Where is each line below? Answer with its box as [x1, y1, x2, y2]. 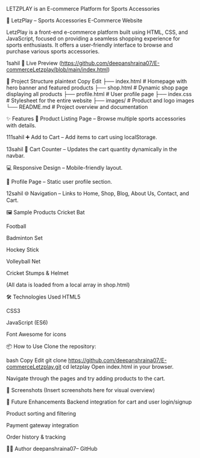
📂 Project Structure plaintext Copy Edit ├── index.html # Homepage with [6, 78, 187, 85]
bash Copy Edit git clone [6, 356, 67, 364]
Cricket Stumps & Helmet [6, 269, 69, 277]
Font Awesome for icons [6, 331, 66, 338]
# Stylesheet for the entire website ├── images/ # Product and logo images [6, 97, 195, 104]
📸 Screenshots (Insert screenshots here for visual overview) [6, 387, 155, 393]
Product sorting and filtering [6, 410, 77, 417]
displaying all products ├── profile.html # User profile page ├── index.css [6, 91, 192, 97]
